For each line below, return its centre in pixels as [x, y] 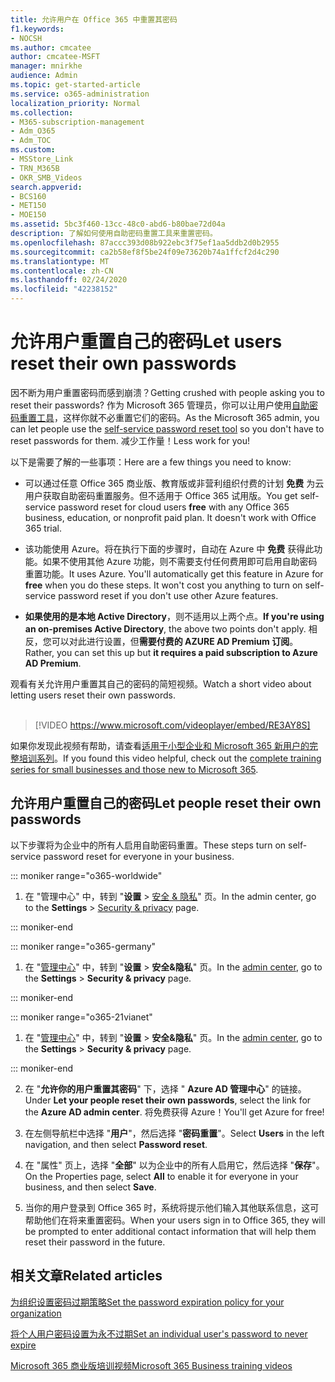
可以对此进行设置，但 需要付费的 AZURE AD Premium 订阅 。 [175, 641]
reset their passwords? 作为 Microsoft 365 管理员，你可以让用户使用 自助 [160, 405]
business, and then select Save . [90, 1187]
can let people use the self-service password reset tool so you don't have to [167, 428]
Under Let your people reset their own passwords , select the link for [168, 1100]
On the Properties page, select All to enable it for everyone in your [161, 1176]
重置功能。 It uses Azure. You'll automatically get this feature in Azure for [174, 573]
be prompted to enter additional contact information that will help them [170, 1231]
